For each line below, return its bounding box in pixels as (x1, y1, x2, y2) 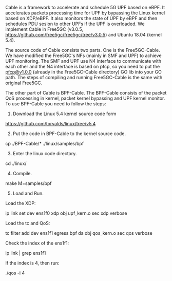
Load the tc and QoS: (5, 220, 50, 226)
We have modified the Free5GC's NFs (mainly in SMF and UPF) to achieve (5, 52, 162, 59)
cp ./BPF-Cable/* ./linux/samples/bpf (5, 141, 84, 146)
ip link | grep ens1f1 (5, 250, 46, 256)
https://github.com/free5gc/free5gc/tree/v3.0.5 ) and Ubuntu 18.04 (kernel (5, 32, 162, 38)
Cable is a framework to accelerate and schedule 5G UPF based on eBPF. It (5, 5, 165, 10)
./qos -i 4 (5, 270, 25, 276)
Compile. (12, 171, 32, 176)
